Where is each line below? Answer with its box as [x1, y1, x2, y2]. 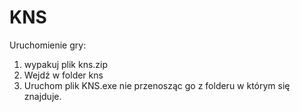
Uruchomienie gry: [9, 39, 87, 51]
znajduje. [23, 90, 62, 102]
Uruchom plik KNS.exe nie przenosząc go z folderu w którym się [23, 79, 291, 91]
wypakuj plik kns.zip [23, 58, 109, 70]
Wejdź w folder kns [23, 69, 104, 81]
